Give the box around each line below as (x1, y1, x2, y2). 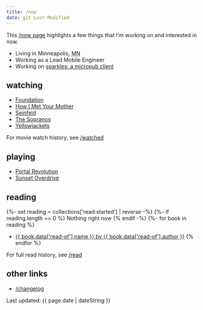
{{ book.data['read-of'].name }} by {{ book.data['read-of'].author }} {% (15, 233, 194, 240)
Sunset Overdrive (15, 174, 60, 181)
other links (6, 269, 48, 279)
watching (6, 80, 43, 90)
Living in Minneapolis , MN (15, 49, 80, 57)
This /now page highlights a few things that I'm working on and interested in (6, 31, 197, 38)
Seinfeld (15, 109, 37, 116)
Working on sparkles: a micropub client (15, 62, 114, 70)
